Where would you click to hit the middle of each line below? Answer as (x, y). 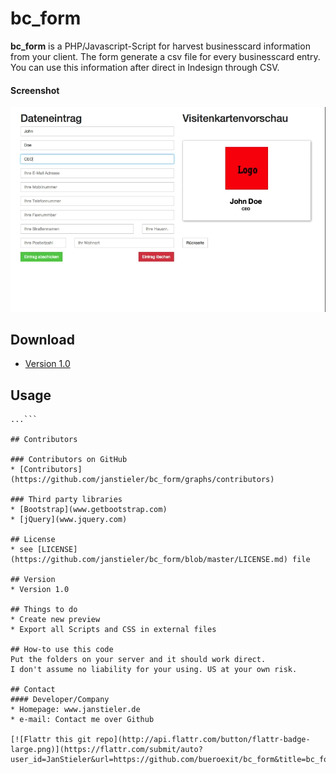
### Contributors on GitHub (69, 460)
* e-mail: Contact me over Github (82, 720)
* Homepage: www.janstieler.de (75, 710)
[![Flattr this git (51, 740)
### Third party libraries (66, 500)
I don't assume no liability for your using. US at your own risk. (154, 670)
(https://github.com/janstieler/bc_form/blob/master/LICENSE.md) (149, 560)
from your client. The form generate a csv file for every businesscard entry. (165, 56)
